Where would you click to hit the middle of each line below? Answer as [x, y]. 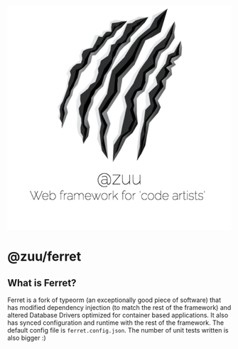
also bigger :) [27, 338]
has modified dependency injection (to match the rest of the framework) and [119, 307]
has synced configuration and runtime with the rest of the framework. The [116, 323]
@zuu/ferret [44, 257]
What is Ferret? [42, 283]
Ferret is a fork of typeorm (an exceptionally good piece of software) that [114, 300]
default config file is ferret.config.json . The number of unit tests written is [118, 330]
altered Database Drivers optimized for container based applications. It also [118, 315]
